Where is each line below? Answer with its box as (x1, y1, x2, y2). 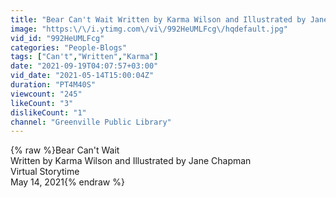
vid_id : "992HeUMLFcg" (10, 33, 105, 43)
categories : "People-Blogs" (10, 42, 128, 53)
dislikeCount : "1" (10, 107, 87, 118)
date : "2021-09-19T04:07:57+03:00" (10, 61, 159, 71)
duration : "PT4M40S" (10, 80, 97, 90)
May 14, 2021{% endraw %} (10, 176, 125, 188)
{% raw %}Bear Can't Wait (10, 144, 120, 156)
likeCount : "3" (10, 98, 74, 108)
